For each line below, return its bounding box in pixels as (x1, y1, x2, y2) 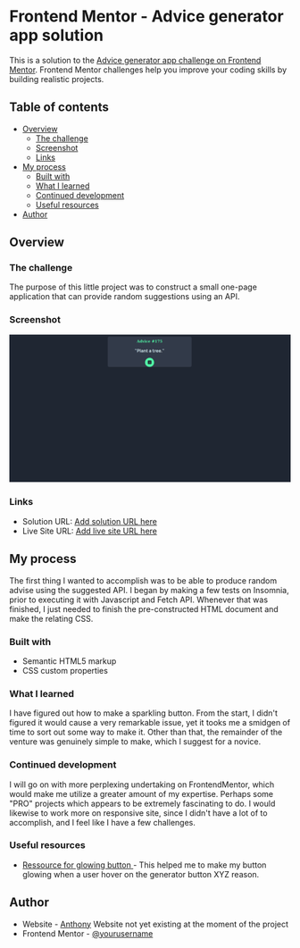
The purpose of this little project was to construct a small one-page (9, 281, 257, 292)
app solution (9, 25, 104, 46)
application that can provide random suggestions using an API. (9, 291, 240, 302)
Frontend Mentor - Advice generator (9, 6, 284, 27)
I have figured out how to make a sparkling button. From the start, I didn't (9, 708, 279, 718)
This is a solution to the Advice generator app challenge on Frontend (9, 55, 262, 65)
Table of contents (9, 100, 109, 115)
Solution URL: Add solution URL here (21, 516, 158, 526)
